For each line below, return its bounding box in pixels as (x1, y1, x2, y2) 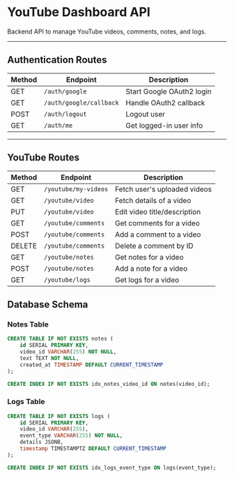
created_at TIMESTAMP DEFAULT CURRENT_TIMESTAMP (19, 361, 164, 368)
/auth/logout (44, 110, 87, 118)
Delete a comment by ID (114, 241, 194, 251)
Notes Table (7, 319, 49, 329)
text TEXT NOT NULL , (19, 354, 79, 361)
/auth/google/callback (44, 98, 120, 107)
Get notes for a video (114, 252, 184, 262)
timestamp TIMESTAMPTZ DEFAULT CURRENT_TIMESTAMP (19, 445, 167, 452)
